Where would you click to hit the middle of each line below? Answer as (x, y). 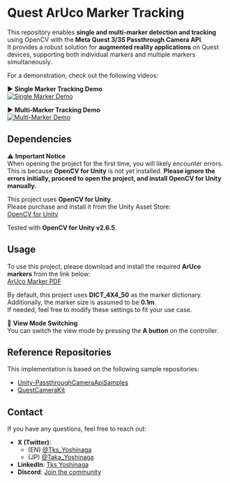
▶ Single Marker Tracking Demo (55, 89)
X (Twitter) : (34, 443)
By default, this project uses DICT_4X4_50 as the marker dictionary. (105, 295)
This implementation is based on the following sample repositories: (103, 369)
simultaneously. (30, 61)
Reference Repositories (59, 352)
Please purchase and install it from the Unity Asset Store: (89, 207)
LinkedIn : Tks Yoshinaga (53, 465)
